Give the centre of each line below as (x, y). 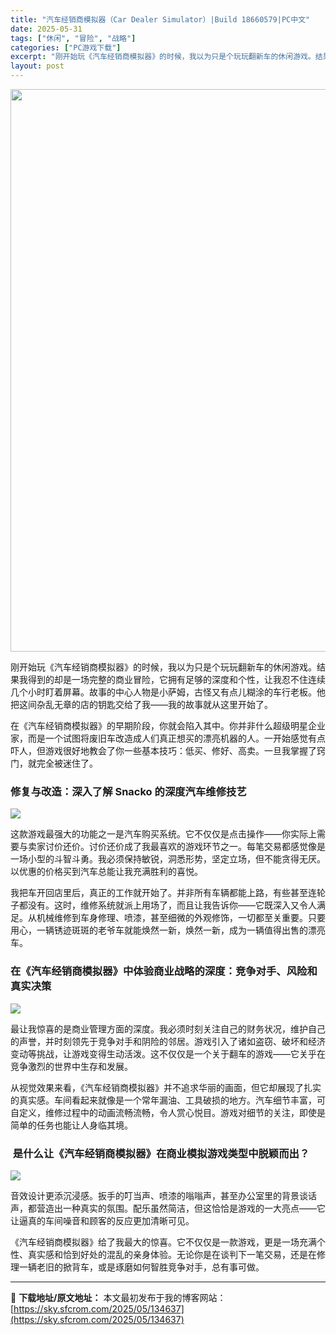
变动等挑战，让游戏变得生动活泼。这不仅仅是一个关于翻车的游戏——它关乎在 (168, 1053)
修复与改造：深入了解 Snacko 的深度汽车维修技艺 (128, 791)
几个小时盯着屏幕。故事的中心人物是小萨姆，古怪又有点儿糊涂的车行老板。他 (168, 692)
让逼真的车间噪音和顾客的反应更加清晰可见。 (102, 1220)
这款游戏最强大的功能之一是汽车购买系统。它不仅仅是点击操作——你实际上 (163, 834)
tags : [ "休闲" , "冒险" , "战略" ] (73, 38)
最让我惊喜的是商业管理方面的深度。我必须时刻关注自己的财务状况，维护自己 (168, 1028)
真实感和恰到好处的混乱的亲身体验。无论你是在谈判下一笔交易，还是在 (172, 1254)
